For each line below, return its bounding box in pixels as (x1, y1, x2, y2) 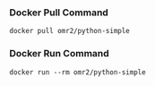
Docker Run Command (9, 47, 109, 60)
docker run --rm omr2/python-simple (9, 67, 146, 77)
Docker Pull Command (9, 6, 109, 19)
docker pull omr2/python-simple (9, 27, 130, 36)
